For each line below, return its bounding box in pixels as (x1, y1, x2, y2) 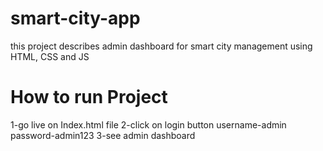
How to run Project (10, 86, 168, 109)
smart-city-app (10, 7, 141, 30)
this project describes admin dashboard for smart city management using (10, 40, 313, 52)
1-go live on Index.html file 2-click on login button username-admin (10, 118, 287, 131)
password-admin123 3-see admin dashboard (10, 129, 196, 141)
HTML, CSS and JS (10, 50, 90, 62)
